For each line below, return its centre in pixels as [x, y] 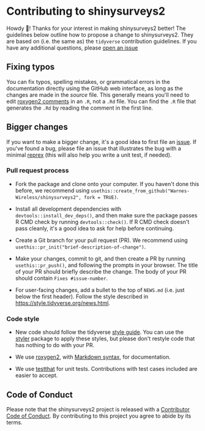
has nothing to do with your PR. [55, 345]
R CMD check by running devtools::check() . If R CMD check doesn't [102, 222]
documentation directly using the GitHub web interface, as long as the [95, 88]
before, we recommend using [52, 190]
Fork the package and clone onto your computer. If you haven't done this [107, 184]
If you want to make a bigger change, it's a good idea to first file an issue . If [102, 141]
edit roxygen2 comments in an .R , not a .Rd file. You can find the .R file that [101, 101]
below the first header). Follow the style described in [82, 296]
